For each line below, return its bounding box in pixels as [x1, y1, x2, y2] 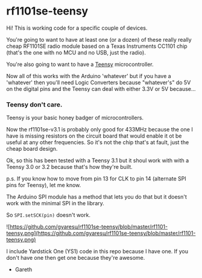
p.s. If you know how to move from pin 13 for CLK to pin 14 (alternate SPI [6, 175, 186, 182]
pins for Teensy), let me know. [6, 182, 81, 189]
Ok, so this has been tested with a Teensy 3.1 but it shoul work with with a [6, 157, 189, 164]
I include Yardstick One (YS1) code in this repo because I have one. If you [6, 248, 189, 255]
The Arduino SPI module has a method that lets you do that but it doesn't [6, 193, 187, 200]
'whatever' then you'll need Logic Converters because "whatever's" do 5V [6, 79, 191, 86]
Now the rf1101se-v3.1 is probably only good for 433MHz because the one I [6, 126, 193, 133]
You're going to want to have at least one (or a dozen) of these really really [6, 36, 192, 43]
